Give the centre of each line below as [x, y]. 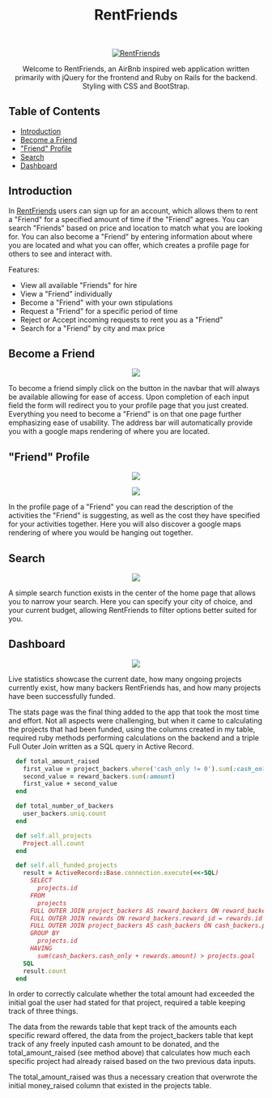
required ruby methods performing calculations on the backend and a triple [134, 738]
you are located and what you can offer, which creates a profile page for [129, 245]
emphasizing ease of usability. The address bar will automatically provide [131, 422]
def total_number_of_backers [65, 806]
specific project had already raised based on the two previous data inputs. [132, 1062]
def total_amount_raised [57, 761]
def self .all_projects [54, 836]
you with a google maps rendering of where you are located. [109, 431]
